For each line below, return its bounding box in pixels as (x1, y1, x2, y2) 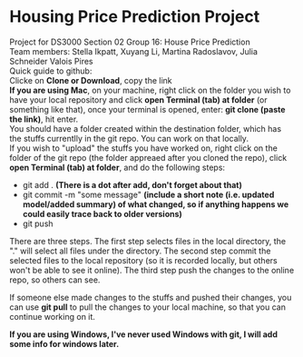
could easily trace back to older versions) (22, 208, 183, 219)
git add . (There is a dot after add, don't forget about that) (22, 179, 242, 190)
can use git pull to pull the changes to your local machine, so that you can (9, 302, 286, 312)
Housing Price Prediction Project (9, 6, 260, 27)
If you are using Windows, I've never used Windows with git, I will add (9, 329, 279, 340)
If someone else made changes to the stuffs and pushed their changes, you (9, 292, 292, 302)
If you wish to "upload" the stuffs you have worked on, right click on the (9, 143, 279, 154)
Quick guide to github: (9, 65, 93, 76)
